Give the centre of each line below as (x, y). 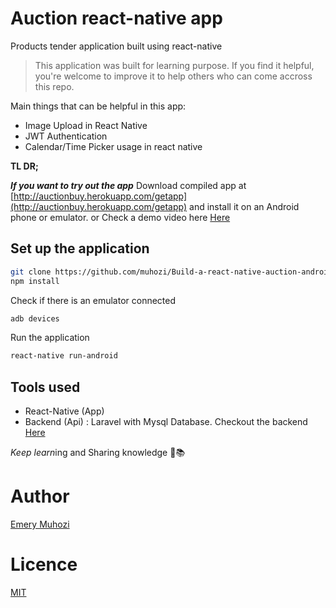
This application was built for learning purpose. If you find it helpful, (174, 65)
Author (40, 496)
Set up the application (80, 248)
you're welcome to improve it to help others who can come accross (173, 76)
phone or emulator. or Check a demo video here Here (120, 217)
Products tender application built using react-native (116, 46)
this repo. (54, 86)
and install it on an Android (244, 206)
